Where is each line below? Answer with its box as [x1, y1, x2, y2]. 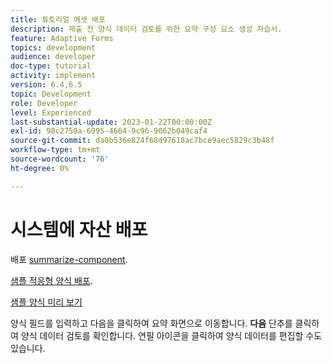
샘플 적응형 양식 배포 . [10, 274, 93, 286]
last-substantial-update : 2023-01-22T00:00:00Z [10, 117, 213, 127]
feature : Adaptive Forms [10, 33, 114, 43]
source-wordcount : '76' [10, 154, 110, 164]
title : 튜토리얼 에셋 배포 [10, 14, 106, 25]
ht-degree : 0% [10, 163, 70, 173]
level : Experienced [10, 107, 92, 118]
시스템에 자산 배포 [10, 218, 148, 241]
